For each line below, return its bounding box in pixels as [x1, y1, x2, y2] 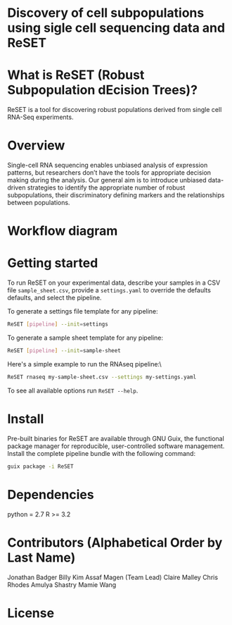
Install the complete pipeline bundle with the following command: [7, 449, 195, 457]
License [7, 605, 55, 621]
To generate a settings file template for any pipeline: [7, 307, 158, 316]
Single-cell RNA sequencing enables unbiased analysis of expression [7, 161, 208, 170]
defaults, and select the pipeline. [7, 294, 102, 302]
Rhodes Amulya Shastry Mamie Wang [7, 580, 117, 589]
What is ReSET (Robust [7, 67, 145, 83]
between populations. [7, 199, 70, 207]
